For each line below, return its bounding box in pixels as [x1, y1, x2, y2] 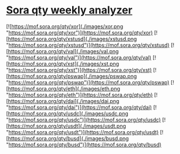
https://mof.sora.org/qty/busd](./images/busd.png [8, 135, 129, 142]
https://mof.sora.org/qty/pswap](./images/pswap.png [8, 73, 137, 80]
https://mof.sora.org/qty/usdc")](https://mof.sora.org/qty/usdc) [8, 116, 161, 123]
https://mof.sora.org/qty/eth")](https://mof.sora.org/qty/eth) [8, 91, 153, 98]
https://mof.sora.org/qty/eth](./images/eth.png [8, 85, 120, 92]
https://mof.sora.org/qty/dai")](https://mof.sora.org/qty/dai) [8, 104, 152, 111]
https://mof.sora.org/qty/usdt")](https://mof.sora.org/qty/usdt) [8, 128, 159, 135]
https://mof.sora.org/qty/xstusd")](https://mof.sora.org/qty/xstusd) [8, 42, 170, 49]
